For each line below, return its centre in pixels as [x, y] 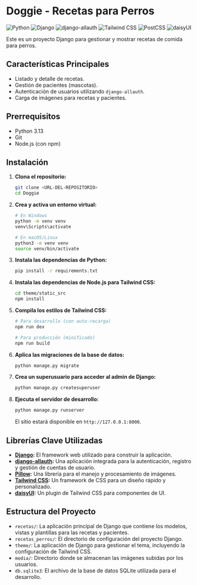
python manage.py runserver [49, 411]
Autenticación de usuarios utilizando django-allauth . [79, 91]
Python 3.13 [29, 131]
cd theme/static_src [40, 293]
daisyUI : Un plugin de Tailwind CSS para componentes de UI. [90, 493]
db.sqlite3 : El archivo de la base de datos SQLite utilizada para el [96, 570]
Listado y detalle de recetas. [49, 78]
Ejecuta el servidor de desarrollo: [57, 399]
